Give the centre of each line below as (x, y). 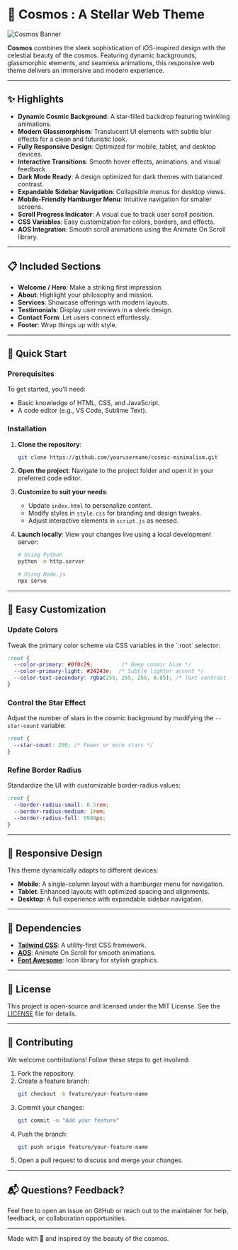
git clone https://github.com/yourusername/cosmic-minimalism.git (118, 457)
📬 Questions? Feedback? (66, 1190)
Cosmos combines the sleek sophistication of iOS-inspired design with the (117, 47)
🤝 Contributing (40, 1043)
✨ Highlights (35, 100)
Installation (27, 429)
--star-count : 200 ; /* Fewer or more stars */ (84, 745)
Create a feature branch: (53, 1081)
